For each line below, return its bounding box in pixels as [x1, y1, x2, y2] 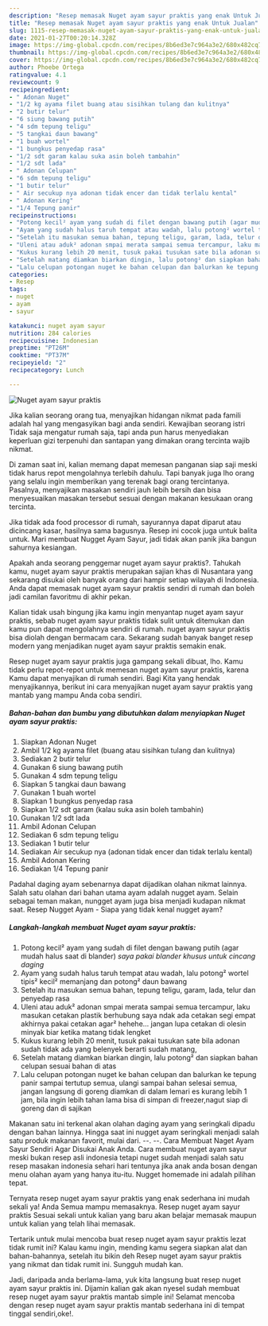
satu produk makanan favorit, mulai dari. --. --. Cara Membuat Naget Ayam [9, 1135, 254, 1145]
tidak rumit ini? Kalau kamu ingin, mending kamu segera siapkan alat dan [9, 1242, 247, 1252]
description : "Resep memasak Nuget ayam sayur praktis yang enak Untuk [9, 11, 251, 20]
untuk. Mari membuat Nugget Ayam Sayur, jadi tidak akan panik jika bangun [9, 534, 257, 543]
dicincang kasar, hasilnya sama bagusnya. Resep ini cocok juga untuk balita [9, 526, 258, 535]
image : [9, 41, 31, 49]
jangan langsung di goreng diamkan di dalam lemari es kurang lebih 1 [20, 1087, 247, 1096]
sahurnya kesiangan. [9, 542, 78, 552]
